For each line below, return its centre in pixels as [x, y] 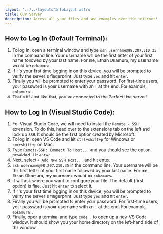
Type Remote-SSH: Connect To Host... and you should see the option [81, 150]
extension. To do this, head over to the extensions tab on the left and [81, 129]
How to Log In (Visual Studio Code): [60, 112]
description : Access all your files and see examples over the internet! [81, 19]
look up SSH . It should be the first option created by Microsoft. [74, 134]
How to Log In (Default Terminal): [56, 38]
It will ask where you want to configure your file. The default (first [78, 181]
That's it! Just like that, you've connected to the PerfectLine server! [80, 97]
